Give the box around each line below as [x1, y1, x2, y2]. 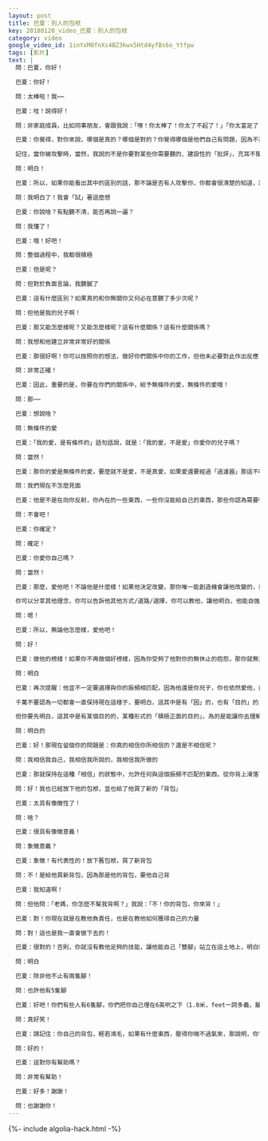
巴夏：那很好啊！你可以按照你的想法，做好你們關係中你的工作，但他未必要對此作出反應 [15, 352, 259, 360]
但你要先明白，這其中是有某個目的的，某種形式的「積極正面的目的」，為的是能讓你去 [15, 713, 250, 721]
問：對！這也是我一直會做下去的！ [15, 928, 111, 937]
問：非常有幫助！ [15, 1073, 64, 1081]
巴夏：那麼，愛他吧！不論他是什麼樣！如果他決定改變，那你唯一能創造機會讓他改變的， [15, 582, 259, 591]
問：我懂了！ [15, 222, 52, 230]
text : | [8, 57, 34, 65]
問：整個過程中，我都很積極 [15, 251, 93, 260]
